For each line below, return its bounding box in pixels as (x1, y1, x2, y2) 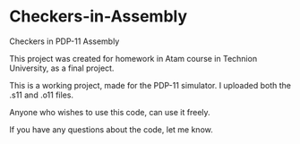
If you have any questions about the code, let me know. (9, 123, 213, 135)
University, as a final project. (9, 63, 115, 73)
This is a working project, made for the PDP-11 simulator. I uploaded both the (9, 80, 291, 90)
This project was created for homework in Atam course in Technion (9, 53, 258, 64)
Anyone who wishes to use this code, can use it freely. (9, 106, 210, 117)
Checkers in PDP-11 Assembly (9, 36, 120, 47)
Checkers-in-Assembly (9, 6, 188, 27)
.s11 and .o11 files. (9, 89, 74, 100)
